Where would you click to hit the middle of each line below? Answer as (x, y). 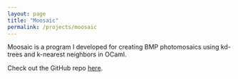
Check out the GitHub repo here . (55, 68)
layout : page (27, 14)
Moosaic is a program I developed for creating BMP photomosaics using (113, 47)
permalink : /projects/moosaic (52, 27)
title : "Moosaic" (33, 20)
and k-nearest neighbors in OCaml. (75, 54)
